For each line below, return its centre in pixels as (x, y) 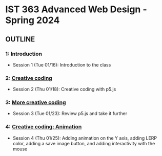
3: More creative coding (36, 102)
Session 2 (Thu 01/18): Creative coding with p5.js (64, 89)
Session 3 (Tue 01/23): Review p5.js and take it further (70, 114)
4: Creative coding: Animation (44, 127)
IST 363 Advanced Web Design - (76, 9)
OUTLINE (20, 39)
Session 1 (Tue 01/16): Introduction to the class (62, 64)
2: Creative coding (29, 78)
